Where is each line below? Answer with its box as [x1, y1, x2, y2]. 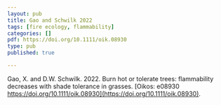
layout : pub [7, 10, 42, 17]
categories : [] [7, 29, 52, 37]
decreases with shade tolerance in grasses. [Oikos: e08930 [7, 82, 180, 90]
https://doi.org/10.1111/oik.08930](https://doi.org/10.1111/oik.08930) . [7, 89, 201, 98]
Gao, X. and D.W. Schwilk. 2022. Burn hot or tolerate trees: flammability [7, 74, 214, 83]
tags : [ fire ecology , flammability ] [7, 23, 114, 30]
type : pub [7, 43, 36, 50]
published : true [7, 50, 55, 57]
